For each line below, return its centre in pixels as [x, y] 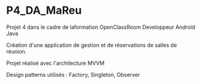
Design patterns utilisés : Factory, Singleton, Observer [73, 74]
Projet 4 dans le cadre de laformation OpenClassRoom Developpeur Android [101, 27]
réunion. [17, 51]
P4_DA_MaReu [44, 10]
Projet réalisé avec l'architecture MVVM [55, 63]
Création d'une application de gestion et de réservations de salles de [92, 45]
